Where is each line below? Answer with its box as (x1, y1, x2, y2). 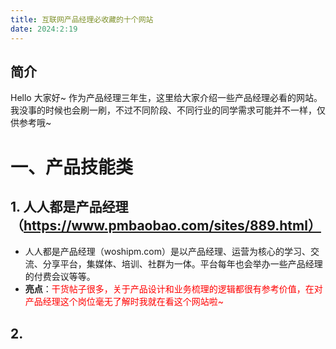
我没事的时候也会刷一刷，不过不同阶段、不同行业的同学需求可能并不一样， (10, 104, 317, 116)
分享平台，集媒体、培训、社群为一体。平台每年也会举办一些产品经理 (42, 258, 323, 270)
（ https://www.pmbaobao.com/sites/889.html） (10, 217, 322, 234)
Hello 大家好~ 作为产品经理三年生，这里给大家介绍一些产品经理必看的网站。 (10, 92, 323, 104)
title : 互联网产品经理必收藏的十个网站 (10, 14, 154, 25)
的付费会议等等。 (24, 271, 96, 283)
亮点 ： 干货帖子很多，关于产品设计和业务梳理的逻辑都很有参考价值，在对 (24, 283, 323, 295)
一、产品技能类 (10, 156, 134, 178)
